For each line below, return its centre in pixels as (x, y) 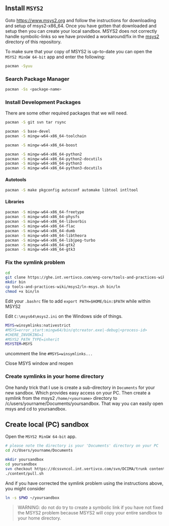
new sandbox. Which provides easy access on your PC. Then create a (78, 393)
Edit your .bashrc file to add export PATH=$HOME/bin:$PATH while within (78, 301)
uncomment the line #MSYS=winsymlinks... (49, 354)
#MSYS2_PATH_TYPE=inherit (32, 339)
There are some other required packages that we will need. (67, 113)
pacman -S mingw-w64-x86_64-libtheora (46, 236)
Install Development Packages (43, 102)
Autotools (16, 179)
